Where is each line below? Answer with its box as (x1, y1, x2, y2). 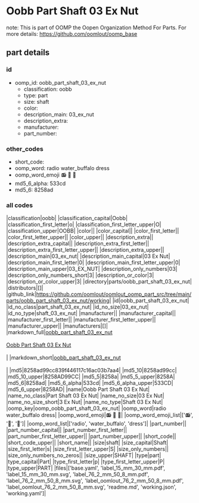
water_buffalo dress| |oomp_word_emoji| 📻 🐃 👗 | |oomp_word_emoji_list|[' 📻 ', (6, 412, 194, 419)
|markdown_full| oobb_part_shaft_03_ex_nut (6, 329, 113, 336)
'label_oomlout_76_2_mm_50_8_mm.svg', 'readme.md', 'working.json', (6, 483, 177, 490)
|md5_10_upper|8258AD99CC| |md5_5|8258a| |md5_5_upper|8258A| (6, 373, 175, 380)
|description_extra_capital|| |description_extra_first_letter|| (6, 240, 150, 247)
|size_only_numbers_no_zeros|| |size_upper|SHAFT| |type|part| (6, 452, 161, 459)
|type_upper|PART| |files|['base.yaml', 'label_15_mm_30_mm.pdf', (6, 464, 166, 472)
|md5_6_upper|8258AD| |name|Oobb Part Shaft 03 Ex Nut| (6, 386, 150, 393)
